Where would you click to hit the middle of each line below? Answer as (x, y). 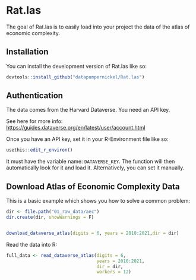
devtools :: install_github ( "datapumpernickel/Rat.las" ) (75, 77)
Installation (27, 52)
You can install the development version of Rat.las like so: (77, 66)
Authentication (35, 96)
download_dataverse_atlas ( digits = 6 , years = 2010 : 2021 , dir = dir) (93, 233)
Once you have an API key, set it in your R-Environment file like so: (88, 139)
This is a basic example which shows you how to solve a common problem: (98, 201)
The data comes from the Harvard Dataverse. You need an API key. (88, 110)
